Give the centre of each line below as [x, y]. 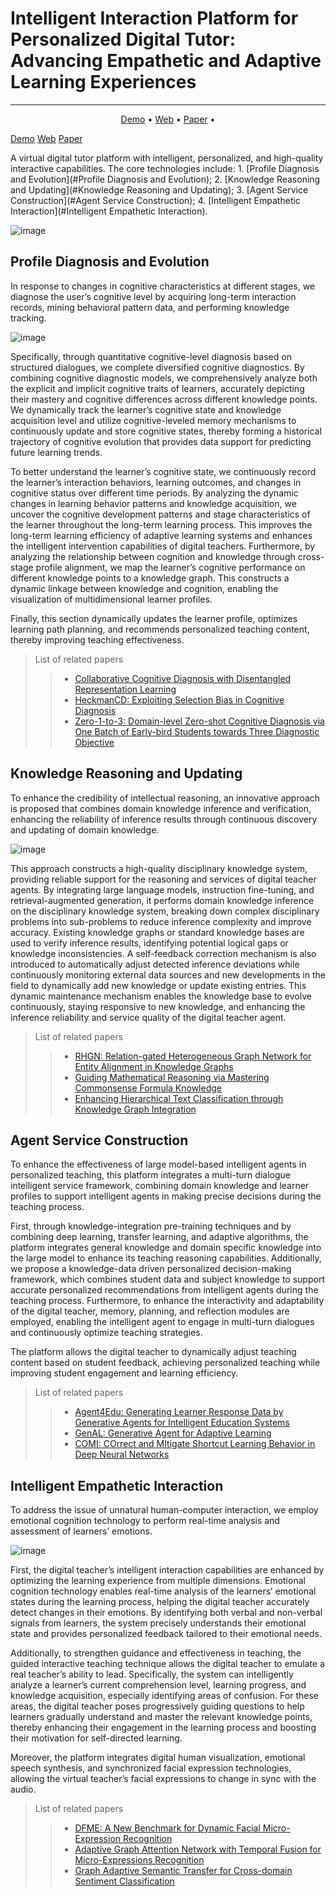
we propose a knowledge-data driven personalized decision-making [151, 1269]
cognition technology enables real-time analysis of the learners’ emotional [163, 1591]
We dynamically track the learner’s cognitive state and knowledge [146, 409]
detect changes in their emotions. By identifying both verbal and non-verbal [166, 1613]
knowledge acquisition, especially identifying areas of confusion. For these [164, 1696]
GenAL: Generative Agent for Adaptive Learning [173, 1433]
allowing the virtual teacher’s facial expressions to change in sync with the [163, 1779]
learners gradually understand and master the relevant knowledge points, [161, 1717]
